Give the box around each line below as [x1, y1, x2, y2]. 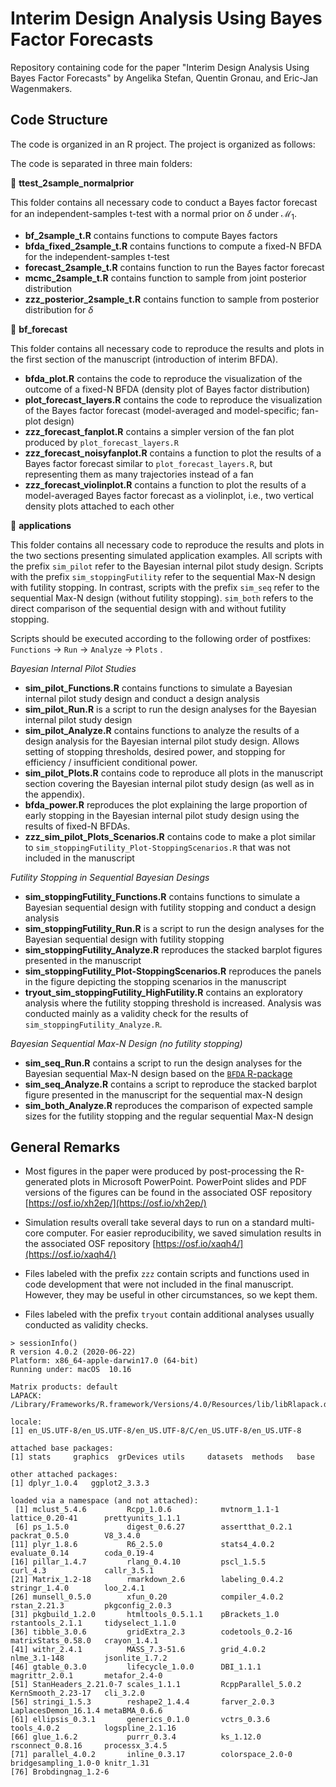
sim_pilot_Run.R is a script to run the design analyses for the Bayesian [24, 703, 317, 715]
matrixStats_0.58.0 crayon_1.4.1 [10, 1636, 159, 1646]
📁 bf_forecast [10, 323, 68, 335]
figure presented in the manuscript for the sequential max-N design [24, 1088, 303, 1101]
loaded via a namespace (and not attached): [10, 1496, 199, 1506]
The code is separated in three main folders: [10, 157, 193, 169]
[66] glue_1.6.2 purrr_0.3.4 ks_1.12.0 [10, 1732, 262, 1742]
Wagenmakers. [10, 82, 73, 94]
